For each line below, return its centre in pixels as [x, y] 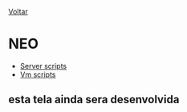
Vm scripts [38, 74]
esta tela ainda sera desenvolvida [94, 100]
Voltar [18, 12]
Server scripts [43, 66]
